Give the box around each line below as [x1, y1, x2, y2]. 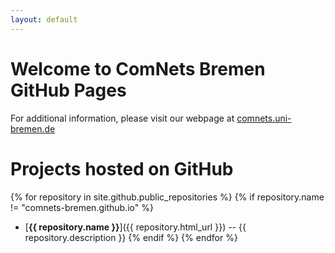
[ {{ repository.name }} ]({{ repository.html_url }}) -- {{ [24, 221, 247, 233]
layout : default [10, 14, 78, 25]
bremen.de [10, 122, 56, 135]
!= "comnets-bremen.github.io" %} [10, 201, 154, 213]
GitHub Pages [10, 79, 127, 101]
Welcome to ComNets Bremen [10, 57, 266, 80]
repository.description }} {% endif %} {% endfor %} [24, 231, 238, 243]
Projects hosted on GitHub [10, 157, 234, 180]
